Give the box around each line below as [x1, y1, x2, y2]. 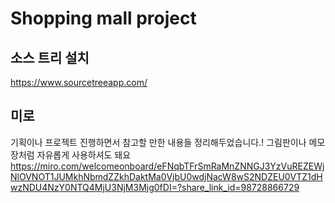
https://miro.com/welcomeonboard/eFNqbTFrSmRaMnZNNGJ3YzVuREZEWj [10, 160, 325, 172]
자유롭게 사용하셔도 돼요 [36, 148, 132, 161]
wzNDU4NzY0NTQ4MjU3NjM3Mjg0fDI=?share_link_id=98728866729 [10, 181, 300, 193]
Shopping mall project [10, 7, 197, 30]
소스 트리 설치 [10, 49, 90, 66]
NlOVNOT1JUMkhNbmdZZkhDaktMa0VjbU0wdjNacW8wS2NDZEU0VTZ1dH [10, 170, 323, 182]
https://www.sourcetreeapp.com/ [10, 77, 148, 88]
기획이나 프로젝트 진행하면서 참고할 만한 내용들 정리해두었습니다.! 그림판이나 [10, 136, 307, 148]
